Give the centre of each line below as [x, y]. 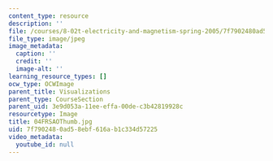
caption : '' [36, 54]
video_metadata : [36, 137]
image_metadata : [36, 46]
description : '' [36, 24]
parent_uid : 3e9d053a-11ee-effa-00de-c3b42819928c [96, 107]
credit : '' [34, 62]
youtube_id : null [45, 144]
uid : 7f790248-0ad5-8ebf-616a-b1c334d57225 [83, 129]
